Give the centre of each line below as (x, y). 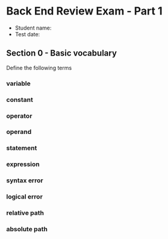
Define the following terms (39, 68)
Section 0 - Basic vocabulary (62, 53)
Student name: (33, 28)
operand (19, 132)
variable (19, 83)
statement (22, 148)
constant (20, 100)
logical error (25, 197)
